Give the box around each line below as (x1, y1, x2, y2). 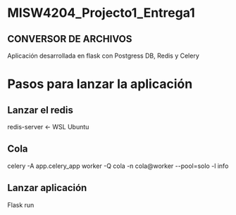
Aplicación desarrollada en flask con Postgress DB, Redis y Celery (7, 51, 199, 60)
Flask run (7, 200, 35, 209)
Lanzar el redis (7, 104, 74, 116)
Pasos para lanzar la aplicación (7, 76, 193, 92)
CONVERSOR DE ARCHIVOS (7, 33, 132, 45)
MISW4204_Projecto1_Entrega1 (7, 5, 195, 21)
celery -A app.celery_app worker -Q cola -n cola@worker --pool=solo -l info (7, 162, 229, 170)
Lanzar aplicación (7, 182, 87, 194)
